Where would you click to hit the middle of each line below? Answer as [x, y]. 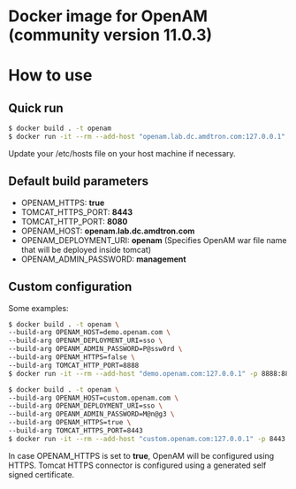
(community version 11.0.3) [110, 35]
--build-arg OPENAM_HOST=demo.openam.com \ [90, 332]
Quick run [36, 108]
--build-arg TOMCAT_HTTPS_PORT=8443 [76, 431]
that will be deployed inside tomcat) [86, 249]
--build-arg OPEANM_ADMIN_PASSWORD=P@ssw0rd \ [95, 349]
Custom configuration [70, 287]
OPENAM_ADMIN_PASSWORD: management [103, 259]
